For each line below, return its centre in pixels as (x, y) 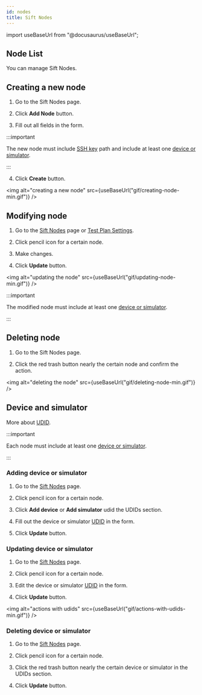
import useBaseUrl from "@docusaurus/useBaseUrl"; (72, 34)
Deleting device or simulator (49, 631)
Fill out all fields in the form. (49, 125)
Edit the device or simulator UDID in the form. (71, 586)
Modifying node (37, 216)
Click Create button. (40, 178)
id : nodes (19, 12)
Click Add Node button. (44, 114)
